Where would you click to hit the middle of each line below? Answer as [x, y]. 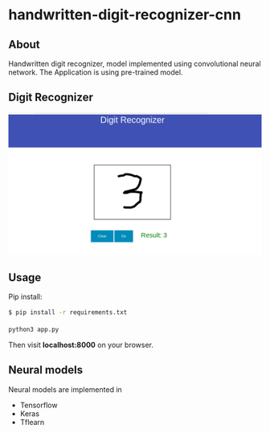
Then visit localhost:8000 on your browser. [81, 345]
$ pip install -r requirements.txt [68, 312]
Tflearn [32, 422]
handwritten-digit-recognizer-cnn [125, 15]
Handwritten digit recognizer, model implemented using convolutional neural [135, 63]
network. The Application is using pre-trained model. [96, 72]
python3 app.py [34, 329]
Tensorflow [39, 405]
